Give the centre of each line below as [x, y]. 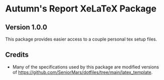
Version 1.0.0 [26, 27]
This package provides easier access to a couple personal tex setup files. [81, 39]
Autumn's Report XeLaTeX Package [81, 9]
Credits [17, 55]
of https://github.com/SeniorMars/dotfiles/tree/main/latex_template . [83, 72]
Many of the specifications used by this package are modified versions [86, 67]
